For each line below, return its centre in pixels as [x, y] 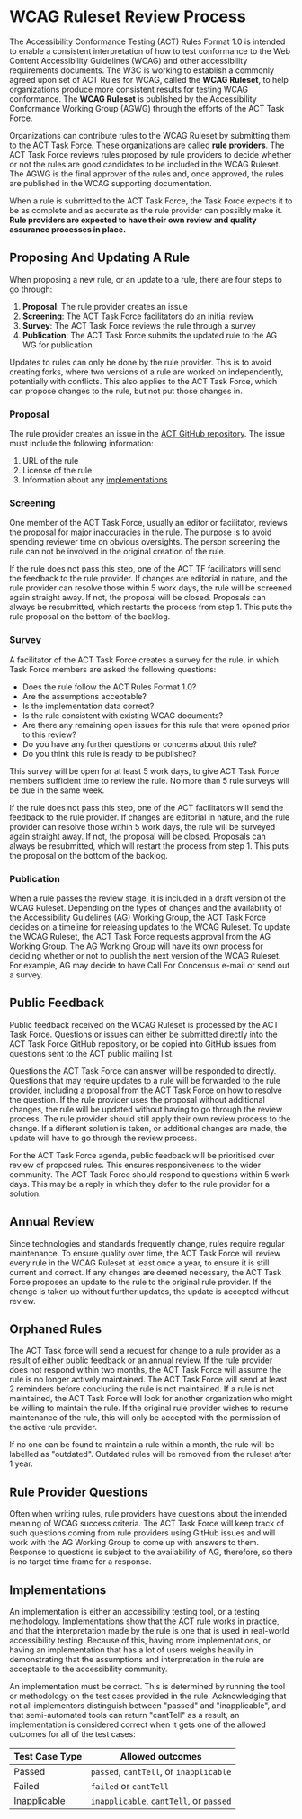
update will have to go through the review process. [103, 1138]
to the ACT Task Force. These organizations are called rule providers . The [147, 145]
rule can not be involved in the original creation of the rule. [118, 552]
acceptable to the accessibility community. [89, 1669]
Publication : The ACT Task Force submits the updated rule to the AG [150, 335]
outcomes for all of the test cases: [73, 1734]
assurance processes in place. [68, 229]
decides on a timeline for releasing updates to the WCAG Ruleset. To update [150, 927]
